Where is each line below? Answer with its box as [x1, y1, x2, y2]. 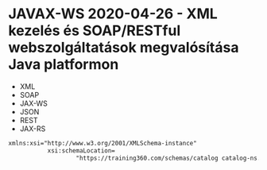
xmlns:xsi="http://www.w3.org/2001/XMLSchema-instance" [8, 139, 197, 147]
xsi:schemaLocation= [47, 146, 115, 155]
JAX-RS [19, 124, 46, 133]
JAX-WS [19, 99, 48, 108]
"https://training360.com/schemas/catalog [75, 154, 219, 162]
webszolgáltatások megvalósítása [8, 39, 239, 56]
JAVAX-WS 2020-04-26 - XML [8, 5, 219, 23]
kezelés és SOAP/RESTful [8, 21, 181, 40]
